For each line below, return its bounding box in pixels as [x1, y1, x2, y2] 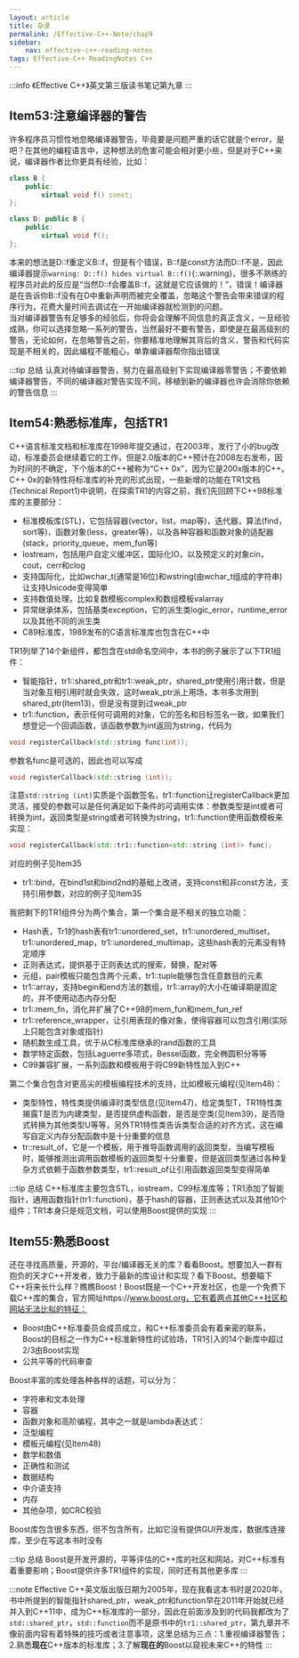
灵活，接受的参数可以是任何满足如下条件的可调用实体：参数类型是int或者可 [9, 801, 284, 812]
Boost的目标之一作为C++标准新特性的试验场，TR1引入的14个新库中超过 [21, 1334, 284, 1345]
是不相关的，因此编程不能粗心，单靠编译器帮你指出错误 [16, 345, 220, 356]
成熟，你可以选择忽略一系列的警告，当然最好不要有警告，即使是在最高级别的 [9, 323, 290, 334]
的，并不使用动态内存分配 [21, 993, 117, 1004]
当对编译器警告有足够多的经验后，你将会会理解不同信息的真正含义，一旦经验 [9, 312, 290, 323]
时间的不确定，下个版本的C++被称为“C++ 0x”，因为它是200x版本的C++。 [16, 463, 289, 473]
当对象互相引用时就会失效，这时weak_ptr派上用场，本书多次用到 [21, 686, 260, 697]
